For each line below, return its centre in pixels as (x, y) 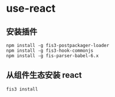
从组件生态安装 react (44, 75)
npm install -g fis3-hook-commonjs (50, 51)
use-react (31, 9)
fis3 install (22, 89)
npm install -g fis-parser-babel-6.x (52, 56)
